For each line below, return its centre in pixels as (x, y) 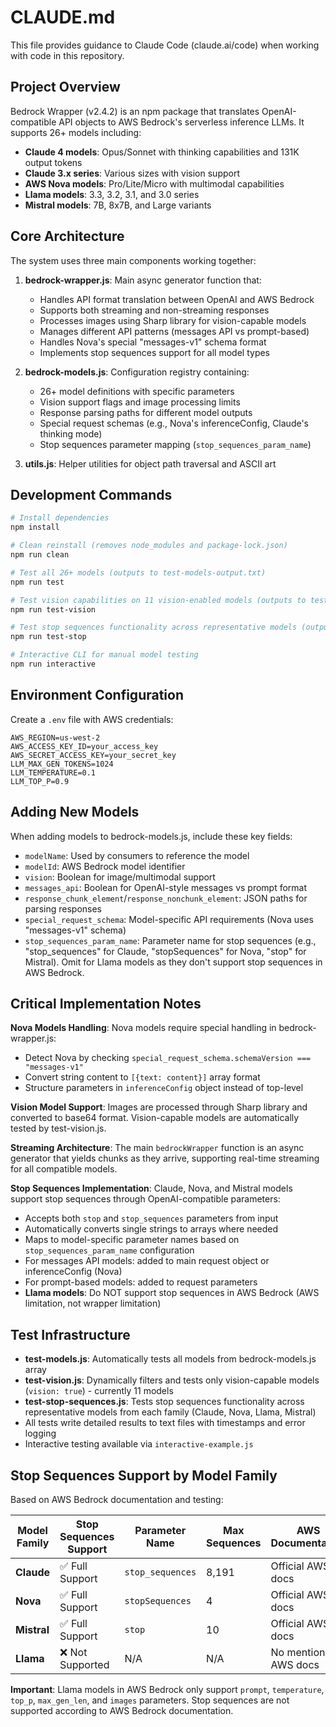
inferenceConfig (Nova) (73, 1272)
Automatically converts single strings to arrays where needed (151, 1229)
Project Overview (65, 87)
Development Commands (91, 494)
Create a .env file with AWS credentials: (92, 719)
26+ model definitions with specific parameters (137, 391)
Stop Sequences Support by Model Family (144, 1475)
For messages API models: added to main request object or (147, 1261)
